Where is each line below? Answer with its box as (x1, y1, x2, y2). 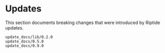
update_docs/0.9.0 (5, 43, 44, 48)
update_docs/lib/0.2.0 (5, 34, 53, 39)
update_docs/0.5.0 (5, 38, 44, 44)
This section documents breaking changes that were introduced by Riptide (5, 19, 160, 25)
